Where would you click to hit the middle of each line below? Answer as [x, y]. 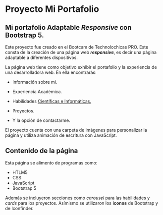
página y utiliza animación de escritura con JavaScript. [61, 135]
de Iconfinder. [19, 208]
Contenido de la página [42, 151]
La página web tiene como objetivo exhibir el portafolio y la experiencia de [81, 67]
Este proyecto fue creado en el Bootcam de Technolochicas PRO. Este [77, 47]
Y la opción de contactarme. [41, 120]
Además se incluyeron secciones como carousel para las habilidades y [78, 198]
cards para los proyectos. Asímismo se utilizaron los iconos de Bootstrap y [82, 203]
